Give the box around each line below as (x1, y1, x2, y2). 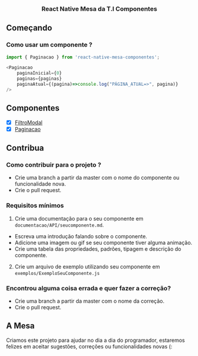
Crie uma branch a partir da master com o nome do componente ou (14, 174, 180, 182)
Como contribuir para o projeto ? (6, 161, 102, 169)
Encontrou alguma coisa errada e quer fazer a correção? (6, 284, 171, 292)
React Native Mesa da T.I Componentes (41, 5, 158, 13)
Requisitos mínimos (6, 202, 64, 210)
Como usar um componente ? (6, 41, 93, 49)
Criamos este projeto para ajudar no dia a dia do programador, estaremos (6, 336, 185, 344)
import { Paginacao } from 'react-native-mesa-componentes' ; (6, 54, 160, 60)
